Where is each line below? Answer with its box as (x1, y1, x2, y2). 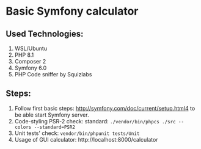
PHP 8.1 (14, 51, 34, 59)
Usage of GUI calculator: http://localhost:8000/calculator (14, 136, 158, 143)
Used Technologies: (5, 29, 84, 39)
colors (14, 124, 32, 130)
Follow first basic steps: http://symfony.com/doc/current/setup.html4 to (14, 104, 196, 112)
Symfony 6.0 (14, 64, 47, 71)
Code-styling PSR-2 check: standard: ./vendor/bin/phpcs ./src (14, 117, 176, 125)
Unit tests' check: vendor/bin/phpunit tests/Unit (14, 129, 140, 137)
